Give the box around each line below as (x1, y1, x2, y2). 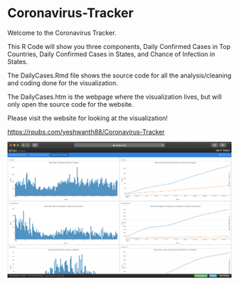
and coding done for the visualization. (7, 78, 119, 87)
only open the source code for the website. (7, 100, 134, 108)
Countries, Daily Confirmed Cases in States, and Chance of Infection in (7, 50, 216, 58)
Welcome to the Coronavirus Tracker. (7, 28, 117, 37)
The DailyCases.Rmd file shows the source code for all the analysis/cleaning (7, 71, 232, 80)
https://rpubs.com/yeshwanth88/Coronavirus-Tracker (7, 127, 165, 136)
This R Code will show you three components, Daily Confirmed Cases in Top (7, 42, 231, 50)
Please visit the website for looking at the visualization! (7, 114, 169, 122)
